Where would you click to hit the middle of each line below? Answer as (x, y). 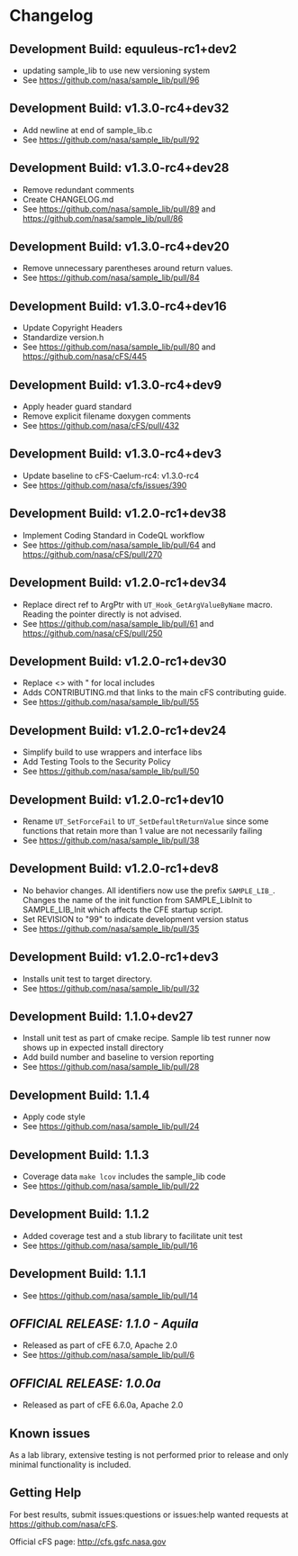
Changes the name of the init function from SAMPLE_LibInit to (137, 900)
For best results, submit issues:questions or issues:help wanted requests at (149, 1515)
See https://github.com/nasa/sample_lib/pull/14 (110, 1295)
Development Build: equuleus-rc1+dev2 (123, 49)
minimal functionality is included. (70, 1465)
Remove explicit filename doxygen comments (107, 416)
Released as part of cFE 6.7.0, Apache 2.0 (100, 1345)
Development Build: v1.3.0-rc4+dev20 (119, 247)
